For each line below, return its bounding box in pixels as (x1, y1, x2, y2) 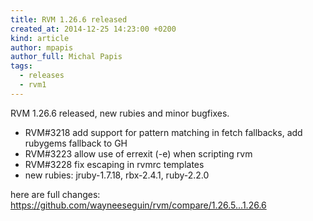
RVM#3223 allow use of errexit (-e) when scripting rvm (24, 147, 253, 160)
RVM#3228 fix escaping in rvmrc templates (24, 158, 205, 170)
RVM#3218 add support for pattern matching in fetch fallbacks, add (24, 126, 303, 138)
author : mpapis (10, 42, 74, 53)
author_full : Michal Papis (10, 52, 123, 62)
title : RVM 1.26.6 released (10, 14, 128, 25)
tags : (10, 61, 33, 71)
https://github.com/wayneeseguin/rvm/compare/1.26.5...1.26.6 (10, 199, 267, 211)
